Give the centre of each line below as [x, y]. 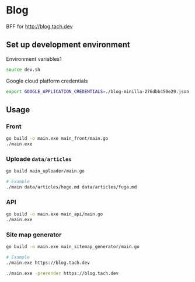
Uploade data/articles [39, 159]
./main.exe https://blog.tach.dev [48, 263]
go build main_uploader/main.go [45, 171]
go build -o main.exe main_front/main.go [57, 139]
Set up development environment [68, 45]
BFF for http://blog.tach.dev [39, 26]
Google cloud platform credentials [47, 81]
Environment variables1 [34, 59]
